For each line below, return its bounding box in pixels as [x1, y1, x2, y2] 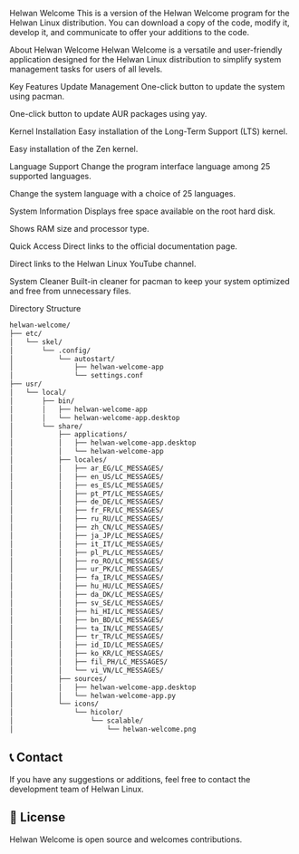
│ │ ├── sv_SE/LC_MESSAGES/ [9, 598, 165, 608]
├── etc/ [9, 329, 43, 338]
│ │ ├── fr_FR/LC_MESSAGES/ [9, 506, 165, 515]
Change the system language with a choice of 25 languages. [9, 188, 236, 198]
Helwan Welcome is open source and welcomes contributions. [9, 833, 243, 845]
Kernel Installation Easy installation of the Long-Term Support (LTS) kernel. [9, 126, 288, 137]
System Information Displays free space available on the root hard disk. [9, 206, 276, 216]
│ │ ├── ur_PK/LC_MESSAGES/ [9, 565, 165, 574]
